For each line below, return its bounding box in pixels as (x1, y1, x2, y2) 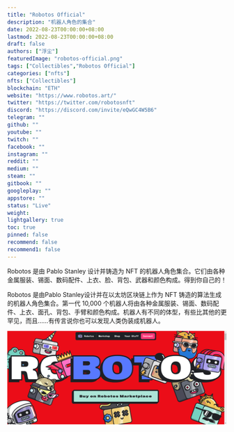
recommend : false (7, 239, 58, 246)
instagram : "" (7, 150, 49, 158)
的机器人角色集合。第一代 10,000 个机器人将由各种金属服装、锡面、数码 (7, 299, 214, 307)
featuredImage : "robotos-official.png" (7, 56, 123, 63)
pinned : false (7, 232, 49, 239)
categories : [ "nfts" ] (7, 70, 70, 77)
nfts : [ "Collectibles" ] (7, 77, 77, 84)
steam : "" (7, 173, 36, 180)
